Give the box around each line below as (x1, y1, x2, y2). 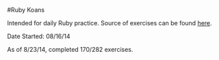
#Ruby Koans (7, 6, 45, 14)
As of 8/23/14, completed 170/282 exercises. (7, 46, 133, 53)
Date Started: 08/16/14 (7, 32, 70, 40)
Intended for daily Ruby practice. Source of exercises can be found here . (7, 19, 212, 27)
